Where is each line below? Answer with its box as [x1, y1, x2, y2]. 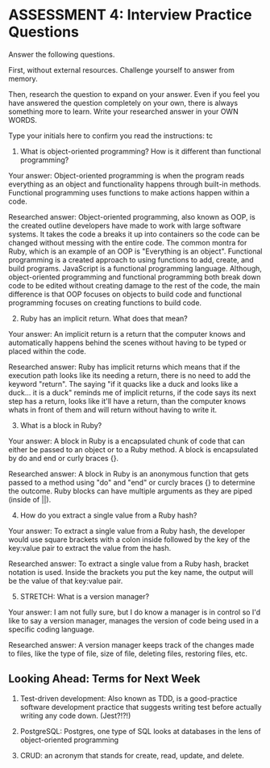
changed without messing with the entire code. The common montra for [8, 237, 247, 247]
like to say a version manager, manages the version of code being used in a [8, 615, 260, 625]
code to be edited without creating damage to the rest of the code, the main [8, 280, 260, 290]
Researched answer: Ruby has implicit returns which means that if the [8, 362, 240, 371]
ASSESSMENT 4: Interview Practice [8, 6, 252, 24]
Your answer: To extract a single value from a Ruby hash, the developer [8, 526, 246, 535]
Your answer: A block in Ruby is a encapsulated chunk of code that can [8, 436, 246, 446]
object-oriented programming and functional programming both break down [8, 272, 261, 282]
